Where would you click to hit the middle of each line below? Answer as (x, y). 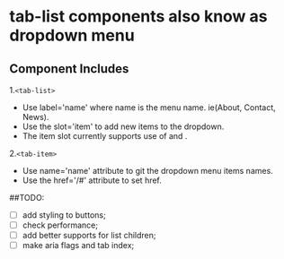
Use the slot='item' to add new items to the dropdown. (123, 126)
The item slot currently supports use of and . (105, 136)
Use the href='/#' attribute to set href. (92, 180)
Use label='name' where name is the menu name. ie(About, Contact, (149, 108)
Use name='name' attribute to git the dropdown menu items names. (148, 171)
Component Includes (69, 69)
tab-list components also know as (138, 17)
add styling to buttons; (64, 215)
